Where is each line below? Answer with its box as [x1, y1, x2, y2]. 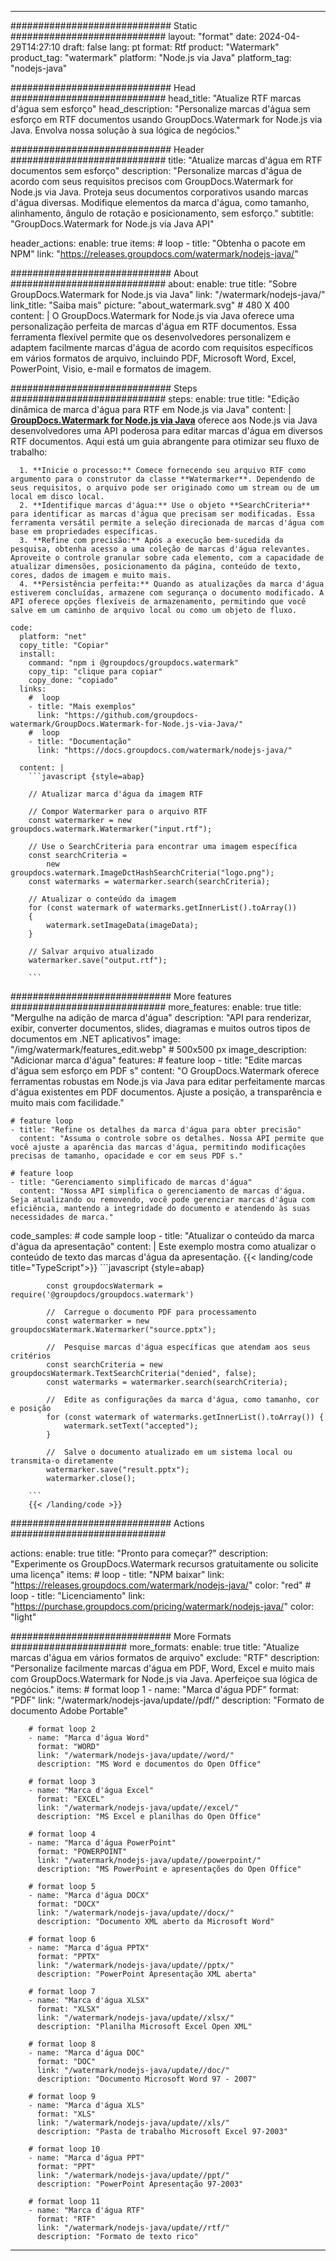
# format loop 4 [28, 1829, 97, 1839]
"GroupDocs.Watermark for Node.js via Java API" [10, 218, 215, 230]
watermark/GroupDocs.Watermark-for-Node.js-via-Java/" [10, 719, 244, 729]
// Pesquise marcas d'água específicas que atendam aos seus [46, 1342, 311, 1352]
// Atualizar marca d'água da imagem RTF [28, 789, 203, 799]
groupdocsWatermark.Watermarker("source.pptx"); [10, 1325, 217, 1335]
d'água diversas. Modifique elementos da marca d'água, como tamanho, [10, 197, 310, 208]
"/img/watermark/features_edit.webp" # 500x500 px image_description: [10, 1044, 307, 1055]
